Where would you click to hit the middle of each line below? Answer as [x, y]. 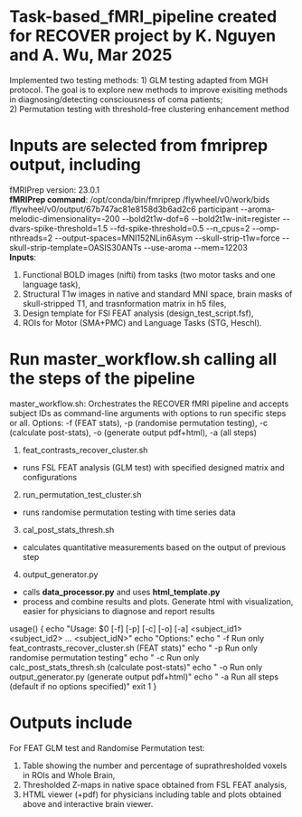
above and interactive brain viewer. [88, 803]
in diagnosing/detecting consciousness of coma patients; [116, 99]
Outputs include [71, 723]
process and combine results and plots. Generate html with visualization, [158, 601]
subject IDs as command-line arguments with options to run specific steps [148, 413]
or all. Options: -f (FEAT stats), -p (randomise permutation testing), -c [139, 423]
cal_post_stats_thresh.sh [68, 529]
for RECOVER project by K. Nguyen [143, 36]
